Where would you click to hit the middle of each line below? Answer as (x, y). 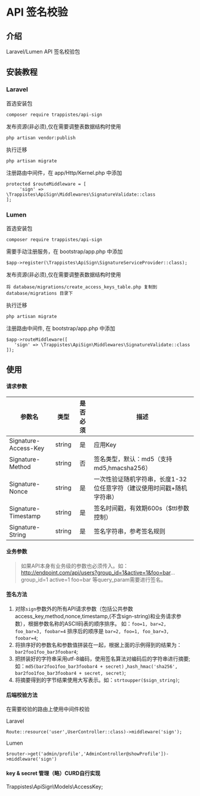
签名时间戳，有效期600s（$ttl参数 (141, 508)
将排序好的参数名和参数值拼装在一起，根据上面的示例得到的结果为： (98, 644)
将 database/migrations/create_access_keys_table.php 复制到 (82, 287)
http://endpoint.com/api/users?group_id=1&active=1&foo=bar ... (98, 572)
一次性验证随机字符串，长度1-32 (140, 479)
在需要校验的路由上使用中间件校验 (48, 709)
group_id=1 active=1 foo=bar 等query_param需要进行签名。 (93, 579)
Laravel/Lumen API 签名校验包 (43, 52)
